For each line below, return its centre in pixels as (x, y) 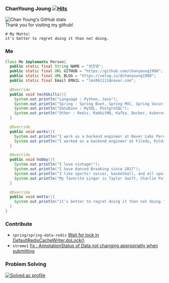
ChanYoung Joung (28, 9)
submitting (24, 251)
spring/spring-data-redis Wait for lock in (56, 235)
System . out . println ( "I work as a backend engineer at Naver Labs (84, 136)
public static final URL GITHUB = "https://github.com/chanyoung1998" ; (87, 71)
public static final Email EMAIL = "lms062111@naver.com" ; (73, 81)
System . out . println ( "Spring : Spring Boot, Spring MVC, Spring (82, 104)
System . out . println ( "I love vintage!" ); (57, 164)
